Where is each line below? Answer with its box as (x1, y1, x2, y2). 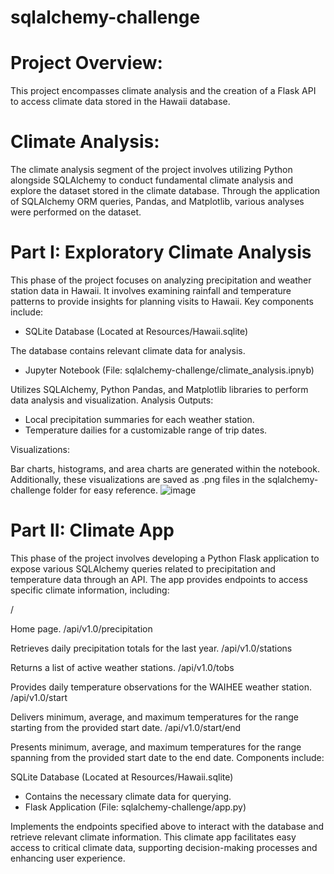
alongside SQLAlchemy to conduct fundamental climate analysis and (10, 174, 293, 186)
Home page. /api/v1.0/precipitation (10, 622, 153, 635)
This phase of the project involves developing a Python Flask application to (10, 552, 320, 564)
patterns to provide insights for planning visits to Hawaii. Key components (10, 296, 314, 307)
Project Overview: (10, 52, 163, 75)
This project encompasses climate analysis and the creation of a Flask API (10, 85, 317, 97)
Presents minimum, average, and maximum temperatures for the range (10, 741, 302, 753)
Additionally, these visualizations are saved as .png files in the (10, 474, 266, 485)
